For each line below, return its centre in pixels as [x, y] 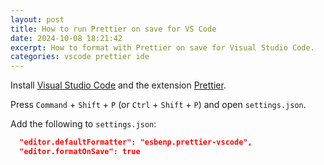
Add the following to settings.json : [83, 124]
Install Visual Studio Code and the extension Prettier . [118, 85]
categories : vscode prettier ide [80, 57]
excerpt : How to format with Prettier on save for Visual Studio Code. [162, 47]
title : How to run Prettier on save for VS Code [113, 29]
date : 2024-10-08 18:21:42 [66, 38]
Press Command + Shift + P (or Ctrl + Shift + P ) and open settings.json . [158, 105]
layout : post [37, 19]
